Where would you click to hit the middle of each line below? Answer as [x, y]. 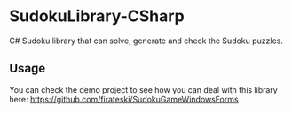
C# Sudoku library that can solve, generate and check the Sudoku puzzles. [146, 41]
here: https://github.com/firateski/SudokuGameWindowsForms [124, 99]
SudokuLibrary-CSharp [97, 16]
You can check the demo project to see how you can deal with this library [143, 89]
